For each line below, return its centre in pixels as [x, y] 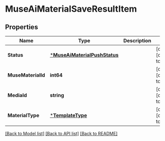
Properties [22, 27]
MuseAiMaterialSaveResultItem [71, 9]
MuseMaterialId [26, 75]
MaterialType [23, 115]
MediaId [17, 95]
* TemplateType [69, 115]
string [57, 95]
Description [137, 41]
